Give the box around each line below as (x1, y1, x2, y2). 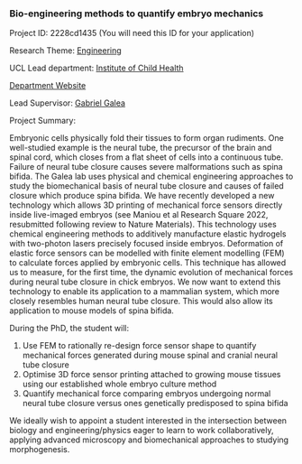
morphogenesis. (9, 444, 70, 455)
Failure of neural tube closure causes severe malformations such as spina (9, 162, 283, 172)
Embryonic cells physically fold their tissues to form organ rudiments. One (9, 133, 284, 144)
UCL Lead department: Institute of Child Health (9, 62, 184, 74)
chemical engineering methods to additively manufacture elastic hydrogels (9, 228, 287, 239)
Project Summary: (9, 116, 77, 126)
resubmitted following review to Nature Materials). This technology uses (9, 219, 277, 230)
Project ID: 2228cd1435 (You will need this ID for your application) (9, 28, 255, 39)
